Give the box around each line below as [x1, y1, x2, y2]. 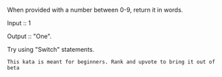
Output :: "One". [7, 32, 52, 40]
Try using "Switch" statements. [7, 46, 94, 53]
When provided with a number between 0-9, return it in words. [7, 6, 183, 14]
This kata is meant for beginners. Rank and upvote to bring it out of [7, 59, 215, 65]
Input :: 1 [7, 19, 31, 27]
